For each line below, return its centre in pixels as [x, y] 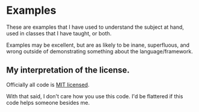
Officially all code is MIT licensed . [48, 84]
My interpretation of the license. [68, 70]
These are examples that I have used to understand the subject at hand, [95, 27]
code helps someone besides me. [48, 102]
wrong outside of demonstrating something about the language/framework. [100, 51]
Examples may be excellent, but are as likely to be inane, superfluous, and [98, 45]
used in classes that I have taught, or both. [59, 33]
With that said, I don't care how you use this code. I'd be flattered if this [95, 96]
